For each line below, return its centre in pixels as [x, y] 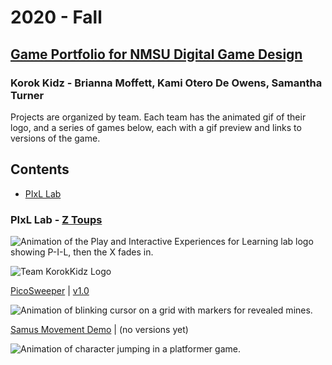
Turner [27, 95]
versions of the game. [55, 138]
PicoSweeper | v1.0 [50, 290]
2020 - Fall [56, 17]
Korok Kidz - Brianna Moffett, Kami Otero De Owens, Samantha [166, 83]
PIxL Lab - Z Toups [56, 219]
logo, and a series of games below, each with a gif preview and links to [156, 127]
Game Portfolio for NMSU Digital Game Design [156, 54]
